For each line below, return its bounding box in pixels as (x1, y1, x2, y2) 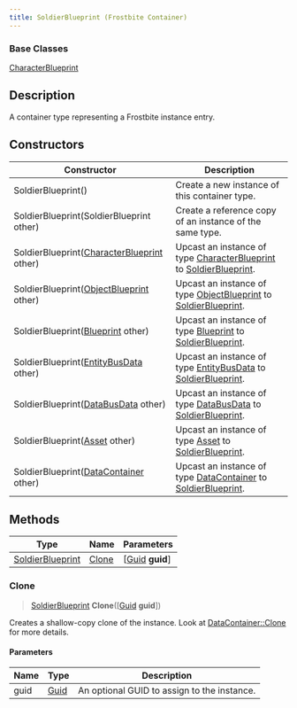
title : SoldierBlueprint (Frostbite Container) (9, 12, 188, 22)
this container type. (175, 190, 256, 202)
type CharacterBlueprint (175, 252, 276, 264)
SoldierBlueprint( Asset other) (13, 434, 135, 447)
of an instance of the (175, 214, 262, 227)
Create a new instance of (175, 178, 280, 191)
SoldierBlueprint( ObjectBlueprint (13, 283, 149, 295)
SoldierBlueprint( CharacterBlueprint (13, 245, 164, 258)
